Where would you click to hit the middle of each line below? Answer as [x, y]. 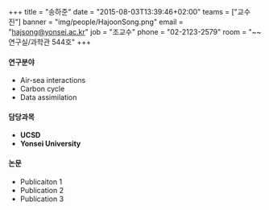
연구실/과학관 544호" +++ [50, 42]
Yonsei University [50, 144]
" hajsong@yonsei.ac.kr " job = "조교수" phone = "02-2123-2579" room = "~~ [135, 32]
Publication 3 [42, 199]
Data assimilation [48, 97]
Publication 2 [42, 190]
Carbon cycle [42, 89]
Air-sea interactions [53, 80]
